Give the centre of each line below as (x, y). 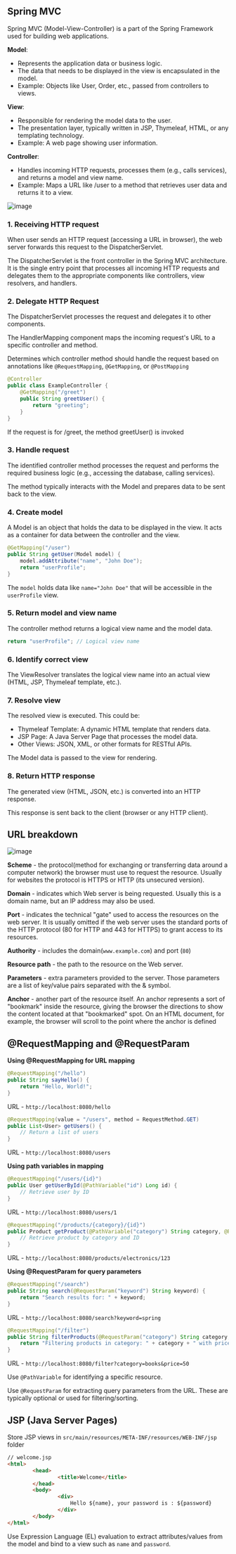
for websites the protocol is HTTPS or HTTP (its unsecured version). (106, 880)
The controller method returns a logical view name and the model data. (110, 628)
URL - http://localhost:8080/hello (59, 1106)
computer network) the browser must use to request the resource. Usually (115, 873)
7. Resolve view (34, 700)
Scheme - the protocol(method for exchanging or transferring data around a (118, 865)
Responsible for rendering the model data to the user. (94, 120)
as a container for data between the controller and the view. (94, 535)
